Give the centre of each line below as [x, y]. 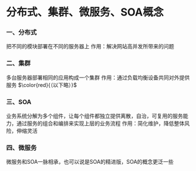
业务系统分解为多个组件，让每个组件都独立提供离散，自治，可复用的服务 [94, 116]
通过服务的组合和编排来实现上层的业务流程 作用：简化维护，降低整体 [100, 123]
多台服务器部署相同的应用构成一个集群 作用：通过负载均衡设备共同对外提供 [98, 77]
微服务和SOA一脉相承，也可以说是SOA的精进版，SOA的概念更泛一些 [90, 162]
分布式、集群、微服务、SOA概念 [85, 12]
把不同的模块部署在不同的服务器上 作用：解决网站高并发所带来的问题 [90, 46]
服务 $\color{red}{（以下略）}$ [42, 85]
